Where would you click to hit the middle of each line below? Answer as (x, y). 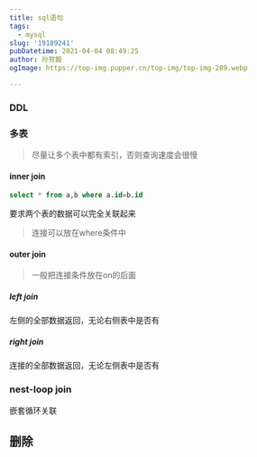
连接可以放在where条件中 (78, 233)
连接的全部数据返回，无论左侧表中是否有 (84, 366)
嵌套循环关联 (33, 410)
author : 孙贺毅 (36, 60)
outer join (28, 254)
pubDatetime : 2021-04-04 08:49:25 (74, 51)
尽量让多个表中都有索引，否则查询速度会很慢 (115, 155)
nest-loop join (41, 389)
